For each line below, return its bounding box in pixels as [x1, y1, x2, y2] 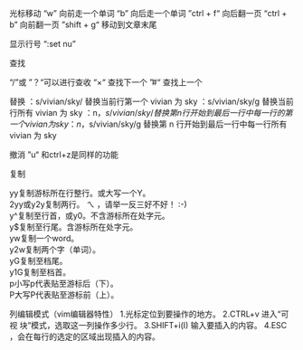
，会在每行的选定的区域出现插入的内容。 [9, 331, 160, 342]
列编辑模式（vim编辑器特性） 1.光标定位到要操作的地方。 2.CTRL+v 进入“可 [9, 308, 289, 319]
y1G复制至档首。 [9, 267, 71, 278]
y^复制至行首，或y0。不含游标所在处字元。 [9, 211, 170, 221]
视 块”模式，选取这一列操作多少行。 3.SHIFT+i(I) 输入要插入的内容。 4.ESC [9, 320, 288, 330]
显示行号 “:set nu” [9, 39, 77, 49]
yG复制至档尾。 [9, 256, 68, 266]
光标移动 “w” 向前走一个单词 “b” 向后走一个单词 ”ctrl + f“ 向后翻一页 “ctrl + [9, 8, 288, 18]
